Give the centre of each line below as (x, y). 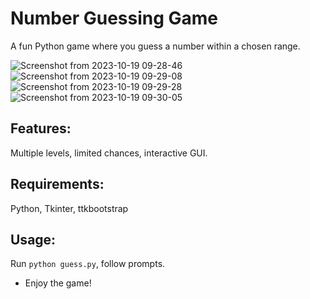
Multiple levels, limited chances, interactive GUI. (109, 153)
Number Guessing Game (114, 18)
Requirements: (57, 184)
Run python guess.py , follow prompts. (88, 264)
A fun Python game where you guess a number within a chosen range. (155, 46)
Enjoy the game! (58, 283)
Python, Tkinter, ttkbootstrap (69, 208)
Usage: (33, 239)
